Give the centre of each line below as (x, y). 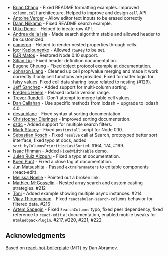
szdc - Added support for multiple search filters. (62, 124)
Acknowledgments (36, 236)
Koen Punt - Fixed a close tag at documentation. (62, 162)
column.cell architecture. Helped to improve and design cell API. (80, 13)
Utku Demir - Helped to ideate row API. (53, 29)
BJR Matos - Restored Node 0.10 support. (55, 55)
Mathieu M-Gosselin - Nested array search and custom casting (77, 183)
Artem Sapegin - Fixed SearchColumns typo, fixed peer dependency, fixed (88, 209)
